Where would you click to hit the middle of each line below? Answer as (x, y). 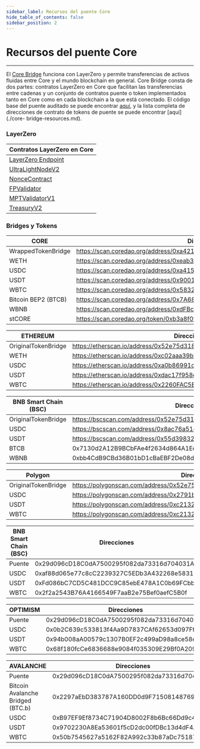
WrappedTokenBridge (40, 251)
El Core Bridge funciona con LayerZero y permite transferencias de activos (98, 74)
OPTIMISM (25, 610)
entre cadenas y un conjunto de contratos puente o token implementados (96, 93)
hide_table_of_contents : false (45, 17)
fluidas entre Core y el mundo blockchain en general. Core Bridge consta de (99, 80)
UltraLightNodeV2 (35, 169)
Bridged (20, 700)
